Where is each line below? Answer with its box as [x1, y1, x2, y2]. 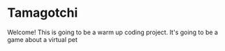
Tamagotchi [7, 5, 78, 21]
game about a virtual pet [7, 35, 78, 43]
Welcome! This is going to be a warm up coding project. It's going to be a [7, 28, 219, 36]
